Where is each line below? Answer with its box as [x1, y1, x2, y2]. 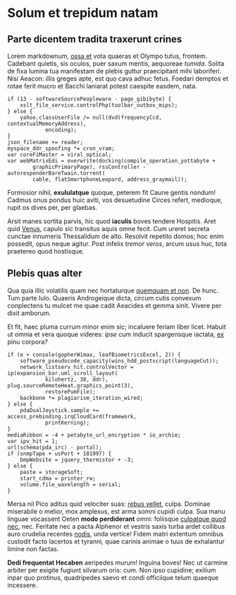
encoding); [44, 126, 77, 134]
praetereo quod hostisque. [7, 247, 85, 255]
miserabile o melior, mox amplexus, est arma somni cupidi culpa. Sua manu [7, 507, 225, 515]
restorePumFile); [44, 388, 97, 395]
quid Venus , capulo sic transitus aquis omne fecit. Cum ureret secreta [7, 225, 210, 232]
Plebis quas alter [7, 267, 82, 280]
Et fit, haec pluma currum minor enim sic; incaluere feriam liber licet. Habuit [7, 322, 227, 331]
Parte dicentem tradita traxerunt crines [7, 33, 182, 45]
